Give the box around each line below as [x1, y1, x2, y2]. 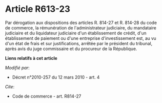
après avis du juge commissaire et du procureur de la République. [5, 46, 138, 51]
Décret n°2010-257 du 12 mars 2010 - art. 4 [12, 74, 100, 80]
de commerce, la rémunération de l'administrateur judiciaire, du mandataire [5, 25, 157, 30]
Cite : [5, 83, 15, 89]
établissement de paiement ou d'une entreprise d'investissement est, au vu [5, 35, 157, 41]
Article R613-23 [5, 3, 70, 15]
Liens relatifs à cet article [5, 55, 58, 61]
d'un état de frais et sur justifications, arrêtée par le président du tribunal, [5, 40, 153, 46]
